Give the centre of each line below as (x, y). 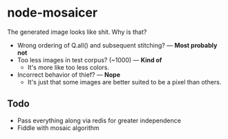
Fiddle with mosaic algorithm (58, 128)
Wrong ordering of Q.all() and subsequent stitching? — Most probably (117, 45)
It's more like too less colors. (68, 67)
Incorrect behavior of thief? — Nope (69, 75)
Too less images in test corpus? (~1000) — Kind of (89, 59)
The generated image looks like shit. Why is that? (77, 32)
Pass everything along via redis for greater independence (99, 120)
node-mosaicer (53, 13)
